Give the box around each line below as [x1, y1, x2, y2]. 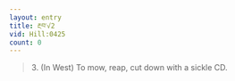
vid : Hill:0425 [9, 29, 66, 38]
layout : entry [9, 12, 63, 22]
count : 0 [9, 37, 42, 47]
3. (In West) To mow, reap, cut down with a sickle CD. [30, 62, 228, 73]
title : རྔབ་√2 [9, 21, 55, 30]
